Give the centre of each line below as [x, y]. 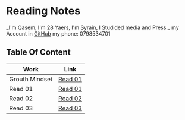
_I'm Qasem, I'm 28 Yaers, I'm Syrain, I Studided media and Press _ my [93, 27]
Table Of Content [38, 53]
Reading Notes [43, 11]
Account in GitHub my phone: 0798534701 [58, 33]
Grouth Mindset [31, 79]
